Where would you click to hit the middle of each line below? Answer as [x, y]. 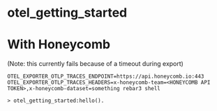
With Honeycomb [59, 45]
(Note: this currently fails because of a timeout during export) [95, 64]
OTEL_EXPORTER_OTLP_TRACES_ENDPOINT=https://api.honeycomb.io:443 [106, 77]
